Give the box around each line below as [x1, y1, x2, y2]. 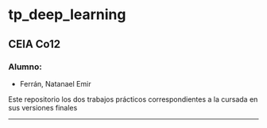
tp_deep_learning [8, 6, 126, 24]
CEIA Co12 [8, 37, 61, 51]
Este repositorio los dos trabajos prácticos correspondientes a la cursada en [8, 94, 258, 104]
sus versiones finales [8, 103, 78, 112]
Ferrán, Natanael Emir [19, 79, 91, 88]
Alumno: [8, 61, 42, 72]
